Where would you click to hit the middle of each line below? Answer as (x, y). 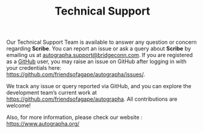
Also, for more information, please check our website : (74, 117)
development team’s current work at (52, 93)
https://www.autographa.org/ (43, 124)
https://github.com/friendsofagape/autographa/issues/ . (76, 75)
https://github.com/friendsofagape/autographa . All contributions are (92, 99)
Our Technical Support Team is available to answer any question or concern (101, 42)
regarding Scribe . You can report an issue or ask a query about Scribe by (99, 49)
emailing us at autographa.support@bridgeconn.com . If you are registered (100, 55)
